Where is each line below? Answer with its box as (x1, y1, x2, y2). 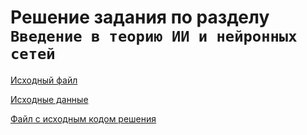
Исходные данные (10, 93, 89, 105)
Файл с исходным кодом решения (10, 112, 157, 125)
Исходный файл (10, 74, 78, 86)
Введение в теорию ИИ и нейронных (10, 27, 298, 46)
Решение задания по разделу (10, 6, 270, 29)
